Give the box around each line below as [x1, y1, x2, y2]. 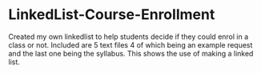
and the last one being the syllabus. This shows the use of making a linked [8, 48, 254, 58]
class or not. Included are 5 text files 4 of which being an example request [8, 40, 253, 49]
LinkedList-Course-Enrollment [8, 6, 215, 24]
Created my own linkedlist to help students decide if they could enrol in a [8, 32, 249, 41]
